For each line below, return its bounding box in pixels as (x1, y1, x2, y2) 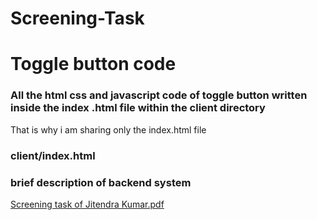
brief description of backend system (10, 175, 192, 189)
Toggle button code (10, 53, 177, 76)
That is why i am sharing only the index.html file (10, 123, 207, 136)
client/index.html (10, 148, 96, 162)
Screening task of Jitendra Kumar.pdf (10, 198, 165, 210)
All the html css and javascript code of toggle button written (10, 88, 308, 102)
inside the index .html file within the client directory (10, 101, 266, 115)
